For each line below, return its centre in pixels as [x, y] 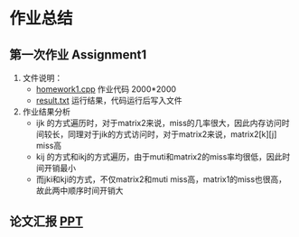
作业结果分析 [46, 112]
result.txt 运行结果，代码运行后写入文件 [109, 100]
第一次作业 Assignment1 [78, 55]
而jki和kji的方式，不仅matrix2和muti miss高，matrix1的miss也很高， [161, 179]
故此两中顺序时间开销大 [79, 191]
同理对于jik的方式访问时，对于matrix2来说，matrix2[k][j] [172, 134]
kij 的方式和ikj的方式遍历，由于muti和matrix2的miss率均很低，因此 [159, 157]
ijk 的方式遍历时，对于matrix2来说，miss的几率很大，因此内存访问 [159, 123]
